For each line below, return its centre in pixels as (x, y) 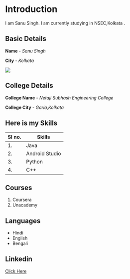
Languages (23, 221)
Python (35, 162)
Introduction (31, 9)
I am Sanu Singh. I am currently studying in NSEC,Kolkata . (65, 23)
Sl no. (14, 137)
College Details (29, 86)
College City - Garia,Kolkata (34, 107)
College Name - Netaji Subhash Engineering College (59, 97)
